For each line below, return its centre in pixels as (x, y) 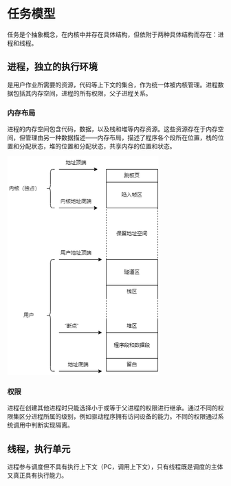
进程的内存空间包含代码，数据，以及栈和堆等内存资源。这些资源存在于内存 (112, 129)
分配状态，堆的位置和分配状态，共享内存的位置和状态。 (97, 146)
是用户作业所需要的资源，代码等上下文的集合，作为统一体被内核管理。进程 (112, 85)
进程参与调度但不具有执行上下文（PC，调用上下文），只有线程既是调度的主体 (115, 467)
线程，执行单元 (39, 449)
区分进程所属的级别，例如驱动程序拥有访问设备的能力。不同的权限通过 (118, 417)
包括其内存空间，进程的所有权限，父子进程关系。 (82, 93)
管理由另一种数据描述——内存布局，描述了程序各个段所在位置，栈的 (121, 137)
